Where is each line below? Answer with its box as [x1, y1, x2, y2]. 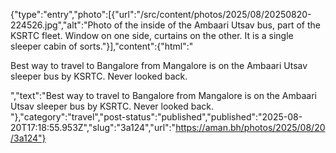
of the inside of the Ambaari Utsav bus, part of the [113, 19, 322, 31]
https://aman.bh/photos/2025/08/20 [175, 122, 326, 133]
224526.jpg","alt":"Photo [10, 19, 112, 31]
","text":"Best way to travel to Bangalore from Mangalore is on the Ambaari [10, 90, 317, 101]
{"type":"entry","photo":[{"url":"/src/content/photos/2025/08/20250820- [10, 9, 312, 20]
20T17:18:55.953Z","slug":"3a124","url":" [10, 122, 177, 133]
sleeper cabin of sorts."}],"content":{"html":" [10, 40, 194, 52]
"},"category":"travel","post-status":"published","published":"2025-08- [10, 111, 303, 123]
